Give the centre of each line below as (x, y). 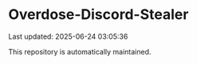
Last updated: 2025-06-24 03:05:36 (68, 36)
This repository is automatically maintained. (80, 51)
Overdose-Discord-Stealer (98, 15)
